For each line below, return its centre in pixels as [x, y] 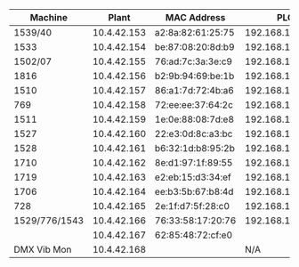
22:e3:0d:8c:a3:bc [194, 134]
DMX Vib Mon [43, 250]
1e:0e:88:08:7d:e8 [194, 119]
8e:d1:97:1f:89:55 [194, 162]
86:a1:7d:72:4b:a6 [194, 90]
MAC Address [195, 17]
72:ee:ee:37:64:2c [194, 105]
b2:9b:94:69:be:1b [194, 76]
